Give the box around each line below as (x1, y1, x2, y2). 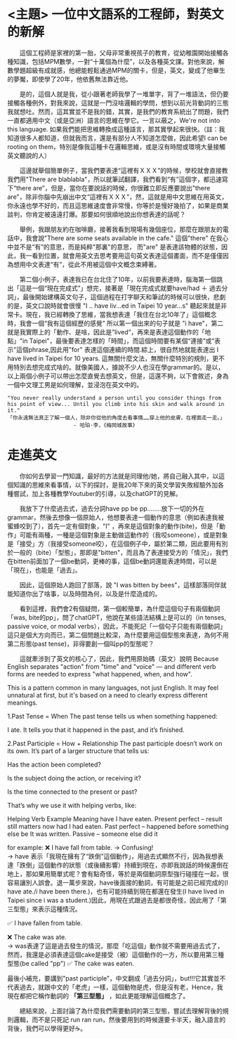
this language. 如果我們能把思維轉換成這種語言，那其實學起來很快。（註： (7, 124, 219, 133)
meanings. (7, 698, 38, 707)
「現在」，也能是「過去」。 (7, 566, 81, 574)
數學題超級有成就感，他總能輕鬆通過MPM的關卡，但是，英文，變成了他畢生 (7, 66, 226, 74)
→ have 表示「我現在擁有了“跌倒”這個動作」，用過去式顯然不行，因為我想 (7, 851, 218, 861)
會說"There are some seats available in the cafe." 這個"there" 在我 (31, 233, 223, 242)
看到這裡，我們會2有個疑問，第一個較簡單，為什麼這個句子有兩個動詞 (20, 604, 221, 613)
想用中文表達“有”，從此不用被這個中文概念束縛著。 (13, 260, 161, 268)
